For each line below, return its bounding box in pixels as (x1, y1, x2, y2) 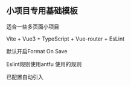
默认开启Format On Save (6, 47, 68, 55)
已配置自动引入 (6, 73, 43, 81)
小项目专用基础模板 (6, 5, 78, 16)
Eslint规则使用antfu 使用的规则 (6, 60, 82, 68)
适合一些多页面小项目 (6, 23, 59, 30)
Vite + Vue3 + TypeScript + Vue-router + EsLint (6, 35, 125, 42)
